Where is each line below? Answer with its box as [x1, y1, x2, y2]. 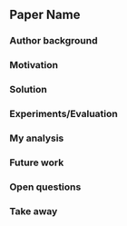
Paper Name [9, 7, 81, 23]
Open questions [9, 181, 82, 193]
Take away [9, 204, 58, 217]
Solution [9, 84, 48, 96]
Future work [9, 156, 64, 169]
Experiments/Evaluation [9, 108, 118, 121]
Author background [9, 34, 98, 47]
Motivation [9, 59, 59, 72]
